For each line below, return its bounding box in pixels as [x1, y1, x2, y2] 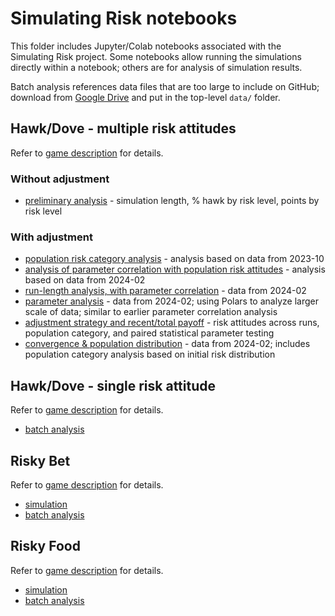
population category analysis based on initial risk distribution [24, 348, 276, 361]
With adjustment [10, 230, 93, 244]
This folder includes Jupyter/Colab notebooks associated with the [10, 40, 282, 52]
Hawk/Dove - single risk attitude [10, 377, 216, 394]
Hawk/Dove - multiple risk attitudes [10, 120, 237, 137]
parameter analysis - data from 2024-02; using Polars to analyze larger [24, 295, 319, 307]
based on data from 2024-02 [24, 274, 146, 286]
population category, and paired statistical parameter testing [24, 327, 275, 339]
